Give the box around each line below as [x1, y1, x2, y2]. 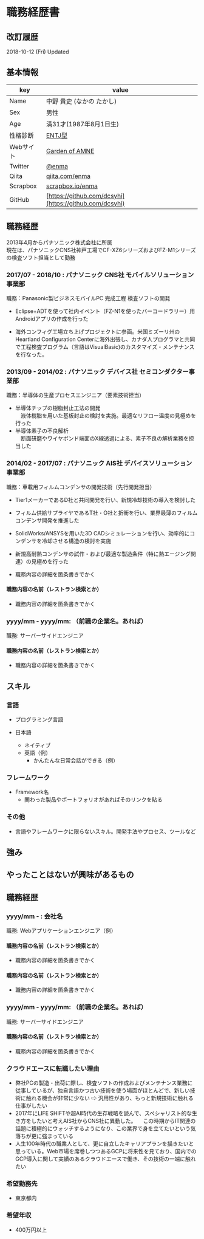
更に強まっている [31, 1133, 74, 1140]
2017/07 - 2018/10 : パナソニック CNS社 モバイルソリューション [6, 270, 194, 279]
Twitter [9, 162, 29, 170]
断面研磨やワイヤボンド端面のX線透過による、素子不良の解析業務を [20, 435, 189, 442]
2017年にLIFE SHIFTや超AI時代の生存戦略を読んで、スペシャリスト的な [15, 1110, 192, 1117]
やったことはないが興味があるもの [6, 870, 134, 880]
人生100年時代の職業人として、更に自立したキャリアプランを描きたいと [15, 1140, 194, 1147]
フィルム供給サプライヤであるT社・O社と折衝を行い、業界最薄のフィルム [15, 509, 198, 517]
